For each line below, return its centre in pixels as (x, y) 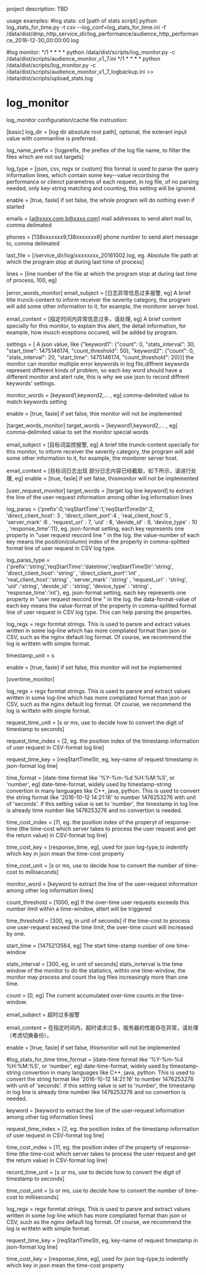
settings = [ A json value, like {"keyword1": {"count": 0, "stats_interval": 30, (101, 344)
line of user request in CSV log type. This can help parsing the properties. (99, 612)
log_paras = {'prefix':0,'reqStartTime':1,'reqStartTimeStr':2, (80, 509)
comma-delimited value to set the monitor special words (78, 432)
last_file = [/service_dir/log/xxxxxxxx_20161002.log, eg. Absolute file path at (102, 255)
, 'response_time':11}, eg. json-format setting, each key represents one (95, 528)
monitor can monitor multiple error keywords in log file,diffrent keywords (98, 364)
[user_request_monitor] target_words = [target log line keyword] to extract (100, 491)
